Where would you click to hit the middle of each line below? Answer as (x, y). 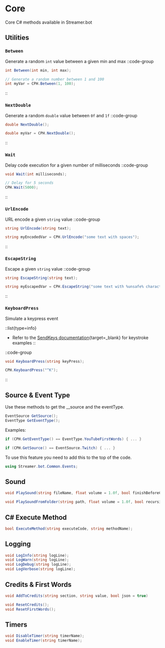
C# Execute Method (36, 517)
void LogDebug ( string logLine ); (38, 565)
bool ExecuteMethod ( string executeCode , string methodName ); (69, 529)
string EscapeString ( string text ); (41, 278)
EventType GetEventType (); (33, 421)
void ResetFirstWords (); (30, 609)
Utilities (17, 38)
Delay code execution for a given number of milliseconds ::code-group (77, 165)
